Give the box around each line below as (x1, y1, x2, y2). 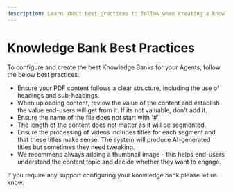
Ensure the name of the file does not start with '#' (17, 113, 159, 121)
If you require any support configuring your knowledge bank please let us (7, 171, 217, 179)
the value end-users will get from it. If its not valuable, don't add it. (17, 105, 208, 114)
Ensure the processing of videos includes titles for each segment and (17, 128, 216, 136)
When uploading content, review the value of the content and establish (17, 98, 220, 107)
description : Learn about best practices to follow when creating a (7, 10, 209, 17)
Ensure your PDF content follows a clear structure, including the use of (17, 84, 220, 92)
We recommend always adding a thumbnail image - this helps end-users (17, 150, 225, 158)
